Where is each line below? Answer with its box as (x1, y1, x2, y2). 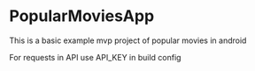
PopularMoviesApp (9, 6, 155, 26)
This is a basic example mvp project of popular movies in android (9, 35, 247, 46)
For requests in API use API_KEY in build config (9, 52, 182, 62)
